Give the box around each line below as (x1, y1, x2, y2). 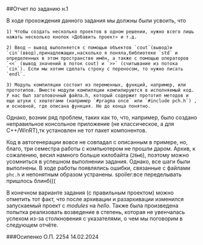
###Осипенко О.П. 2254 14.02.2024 (6, 233, 99, 240)
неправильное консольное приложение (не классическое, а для (6, 120, 174, 127)
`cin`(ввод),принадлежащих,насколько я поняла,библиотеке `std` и (6, 50, 178, 56)
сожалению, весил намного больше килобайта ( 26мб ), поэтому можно (6, 151, 190, 159)
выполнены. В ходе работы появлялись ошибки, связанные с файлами (6, 164, 190, 171)
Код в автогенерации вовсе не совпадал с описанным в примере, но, (6, 139, 188, 145)
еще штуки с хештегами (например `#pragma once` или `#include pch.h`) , (6, 98, 198, 104)
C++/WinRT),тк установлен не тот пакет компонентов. (6, 127, 147, 134)
